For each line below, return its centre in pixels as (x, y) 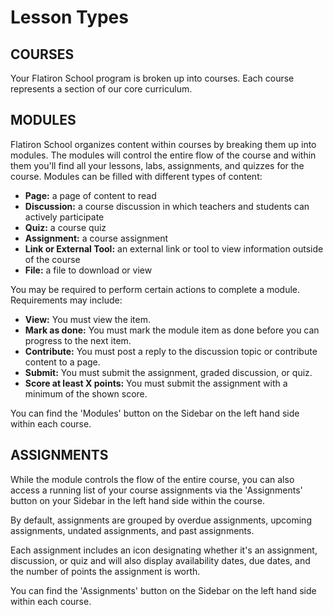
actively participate (64, 217)
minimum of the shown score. (86, 393)
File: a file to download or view (88, 270)
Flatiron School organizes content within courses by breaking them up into (163, 144)
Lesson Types (69, 17)
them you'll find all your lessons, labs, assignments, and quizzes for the (157, 165)
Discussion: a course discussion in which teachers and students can (167, 206)
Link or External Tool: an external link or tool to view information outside (174, 248)
